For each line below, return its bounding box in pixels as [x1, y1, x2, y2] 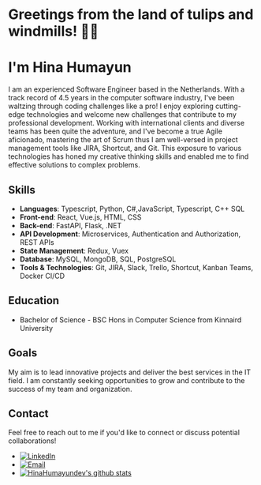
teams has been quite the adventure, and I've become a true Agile [8, 126, 223, 136]
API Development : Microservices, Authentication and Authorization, [19, 229, 241, 239]
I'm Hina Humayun [8, 58, 132, 77]
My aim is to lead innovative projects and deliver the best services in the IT [8, 367, 252, 377]
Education [8, 294, 60, 307]
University [19, 323, 54, 333]
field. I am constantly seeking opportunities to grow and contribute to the [8, 375, 245, 385]
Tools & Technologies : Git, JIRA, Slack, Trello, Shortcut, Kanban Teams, [19, 262, 254, 272]
